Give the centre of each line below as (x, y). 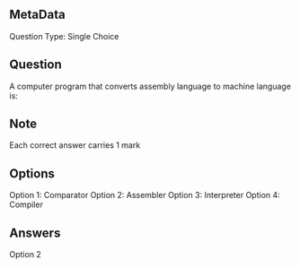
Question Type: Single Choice (64, 36)
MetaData (37, 15)
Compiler (26, 204)
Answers (35, 233)
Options (32, 173)
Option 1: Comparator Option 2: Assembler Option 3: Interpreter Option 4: (145, 195)
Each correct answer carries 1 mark (75, 145)
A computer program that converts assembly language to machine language (150, 86)
